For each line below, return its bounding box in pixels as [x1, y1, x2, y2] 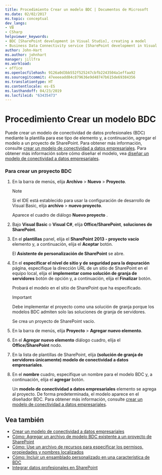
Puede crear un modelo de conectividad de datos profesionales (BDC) [5, 130, 146, 136]
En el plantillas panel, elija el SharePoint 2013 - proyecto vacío [12, 236, 139, 242]
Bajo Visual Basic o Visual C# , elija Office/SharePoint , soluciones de [12, 221, 152, 227]
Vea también [5, 416, 44, 424]
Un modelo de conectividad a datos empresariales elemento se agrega [12, 386, 157, 392]
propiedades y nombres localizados [12, 449, 84, 455]
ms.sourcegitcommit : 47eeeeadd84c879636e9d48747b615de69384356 [5, 75, 136, 80]
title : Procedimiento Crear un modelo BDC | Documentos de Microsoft [5, 7, 149, 12]
